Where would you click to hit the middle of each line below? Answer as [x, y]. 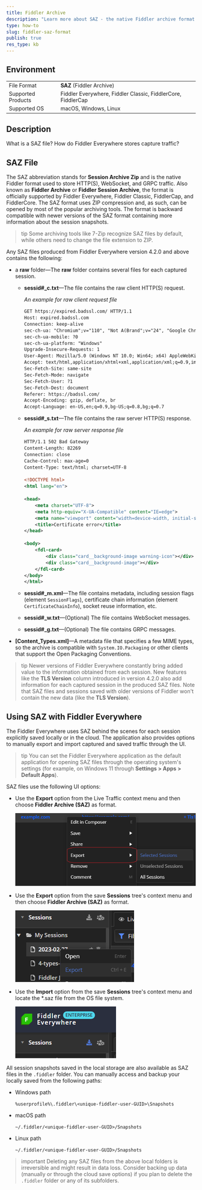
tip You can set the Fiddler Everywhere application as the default [101, 756]
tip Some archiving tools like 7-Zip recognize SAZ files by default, [102, 234]
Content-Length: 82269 [52, 448]
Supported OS [26, 109]
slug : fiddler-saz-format [38, 32]
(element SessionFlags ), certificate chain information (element [101, 600]
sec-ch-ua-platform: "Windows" [63, 343]
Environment [31, 70]
